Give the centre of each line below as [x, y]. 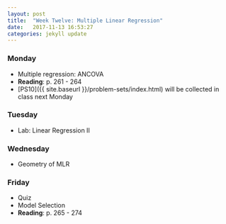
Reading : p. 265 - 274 [50, 213]
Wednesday [28, 148]
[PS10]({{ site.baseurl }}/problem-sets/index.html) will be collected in [118, 89]
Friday [18, 183]
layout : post [27, 14]
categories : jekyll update [47, 34]
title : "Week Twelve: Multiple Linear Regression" [85, 21]
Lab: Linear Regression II [54, 130]
